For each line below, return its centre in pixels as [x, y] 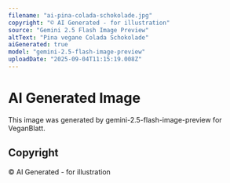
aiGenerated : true [38, 45]
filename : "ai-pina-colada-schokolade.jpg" [80, 15]
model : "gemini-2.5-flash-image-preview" [77, 52]
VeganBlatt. [27, 128]
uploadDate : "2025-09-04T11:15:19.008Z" [75, 60]
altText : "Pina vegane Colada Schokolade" [78, 37]
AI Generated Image [75, 98]
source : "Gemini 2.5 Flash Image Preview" [78, 30]
